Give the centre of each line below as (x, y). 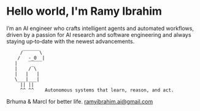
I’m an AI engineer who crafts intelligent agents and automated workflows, (100, 28)
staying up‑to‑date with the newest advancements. (71, 41)
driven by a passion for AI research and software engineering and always (99, 34)
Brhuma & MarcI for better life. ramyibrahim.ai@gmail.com (80, 101)
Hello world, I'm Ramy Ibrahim (84, 11)
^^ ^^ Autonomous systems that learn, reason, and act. (97, 90)
